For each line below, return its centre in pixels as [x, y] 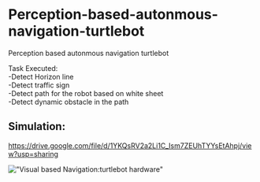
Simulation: [37, 126]
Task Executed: [33, 68]
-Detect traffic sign [39, 85]
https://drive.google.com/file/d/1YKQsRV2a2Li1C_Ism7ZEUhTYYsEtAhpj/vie [130, 145]
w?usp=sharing [33, 154]
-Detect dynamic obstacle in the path [69, 102]
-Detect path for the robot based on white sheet [86, 93]
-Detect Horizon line [41, 76]
